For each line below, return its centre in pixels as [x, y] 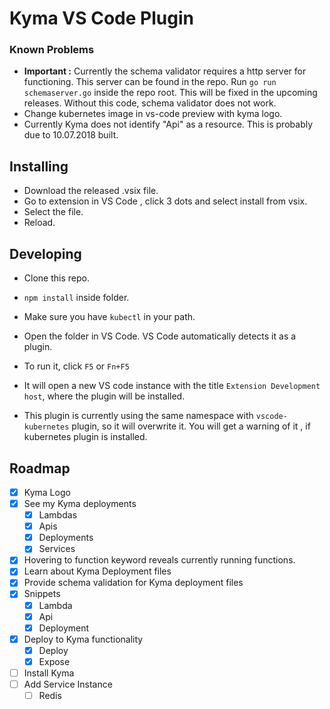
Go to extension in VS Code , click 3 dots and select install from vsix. [165, 201]
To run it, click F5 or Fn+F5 [76, 366]
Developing [45, 253]
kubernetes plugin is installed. [85, 437]
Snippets [42, 594]
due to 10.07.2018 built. [71, 135]
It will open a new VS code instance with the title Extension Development [172, 386]
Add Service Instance [68, 684]
